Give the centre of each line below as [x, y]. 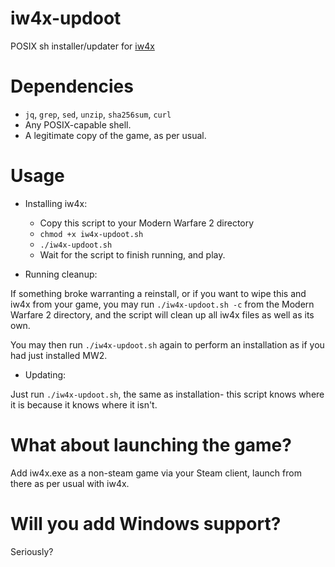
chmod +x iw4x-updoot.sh [91, 234]
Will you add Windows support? [146, 523]
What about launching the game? [151, 445]
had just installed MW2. [59, 355]
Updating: [45, 374]
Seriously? [32, 551]
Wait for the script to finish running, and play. [132, 254]
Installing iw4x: [56, 203]
